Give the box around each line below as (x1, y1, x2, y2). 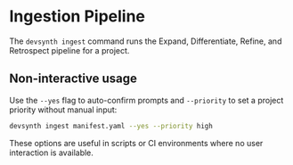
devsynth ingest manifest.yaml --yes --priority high (9, 121, 214, 130)
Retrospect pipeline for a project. (9, 45, 130, 55)
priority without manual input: (9, 104, 118, 115)
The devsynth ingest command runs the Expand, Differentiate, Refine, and (9, 36, 282, 46)
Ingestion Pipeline (9, 6, 145, 27)
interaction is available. (9, 147, 94, 158)
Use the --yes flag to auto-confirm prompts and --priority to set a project (9, 95, 284, 105)
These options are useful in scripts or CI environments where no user (9, 137, 264, 148)
